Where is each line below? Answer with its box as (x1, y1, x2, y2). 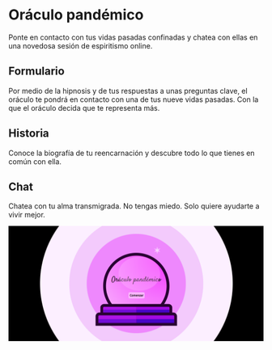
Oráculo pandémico (8, 6, 144, 24)
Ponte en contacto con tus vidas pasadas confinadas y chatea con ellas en (8, 32, 258, 42)
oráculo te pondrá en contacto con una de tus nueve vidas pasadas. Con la (8, 95, 259, 104)
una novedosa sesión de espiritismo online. (8, 40, 153, 50)
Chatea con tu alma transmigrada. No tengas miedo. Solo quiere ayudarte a (8, 201, 260, 211)
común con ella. (8, 156, 62, 167)
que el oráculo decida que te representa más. (8, 103, 160, 112)
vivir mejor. (8, 210, 46, 220)
